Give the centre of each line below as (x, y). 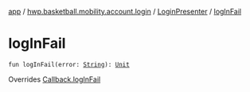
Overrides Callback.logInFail (55, 79)
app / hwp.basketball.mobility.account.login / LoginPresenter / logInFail (125, 11)
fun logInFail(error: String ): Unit (69, 64)
